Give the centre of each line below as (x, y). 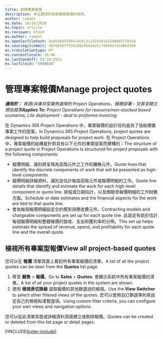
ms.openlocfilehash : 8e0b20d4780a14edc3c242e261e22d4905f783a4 (71, 41)
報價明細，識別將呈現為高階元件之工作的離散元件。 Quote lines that (79, 164)
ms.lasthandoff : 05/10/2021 (34, 59)
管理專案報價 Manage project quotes (79, 89)
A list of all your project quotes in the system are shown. (77, 283)
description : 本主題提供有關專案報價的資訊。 (46, 14)
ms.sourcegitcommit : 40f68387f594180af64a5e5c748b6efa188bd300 (71, 46)
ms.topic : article (24, 28)
